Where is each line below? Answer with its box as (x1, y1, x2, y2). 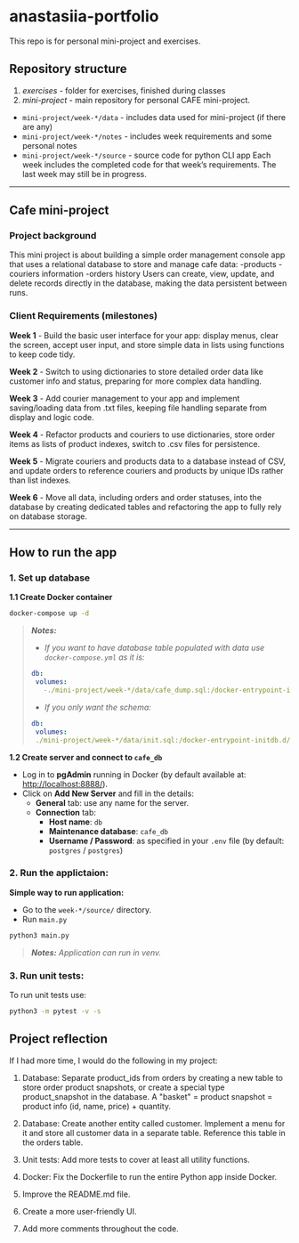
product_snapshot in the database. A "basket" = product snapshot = (21, 1091, 273, 1101)
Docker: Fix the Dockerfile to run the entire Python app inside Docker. (21, 1171, 278, 1182)
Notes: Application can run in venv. (30, 946, 162, 958)
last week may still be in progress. (21, 168, 147, 179)
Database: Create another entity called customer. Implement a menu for (21, 1117, 286, 1128)
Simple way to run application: (9, 887, 125, 898)
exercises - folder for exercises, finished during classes (21, 85, 226, 95)
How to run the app (9, 545, 117, 560)
